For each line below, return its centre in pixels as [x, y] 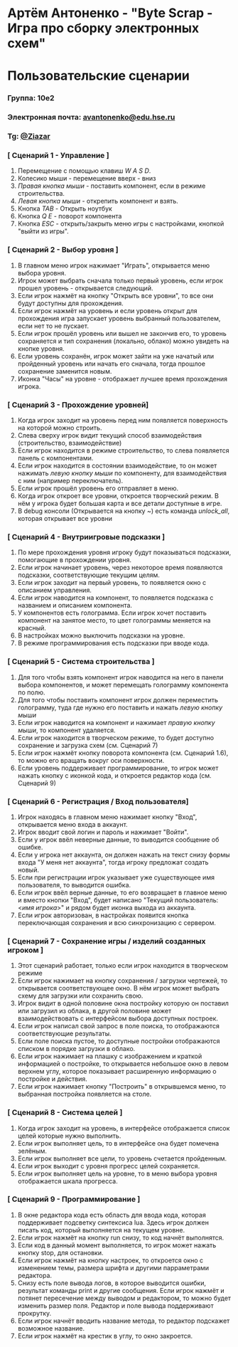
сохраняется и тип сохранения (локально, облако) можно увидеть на [123, 341]
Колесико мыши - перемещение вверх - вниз [87, 179]
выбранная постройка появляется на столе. [85, 1094]
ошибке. [30, 847]
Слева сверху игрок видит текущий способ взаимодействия [110, 435]
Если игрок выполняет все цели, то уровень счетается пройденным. [122, 1158]
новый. [28, 870]
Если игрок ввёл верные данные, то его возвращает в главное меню [122, 892]
